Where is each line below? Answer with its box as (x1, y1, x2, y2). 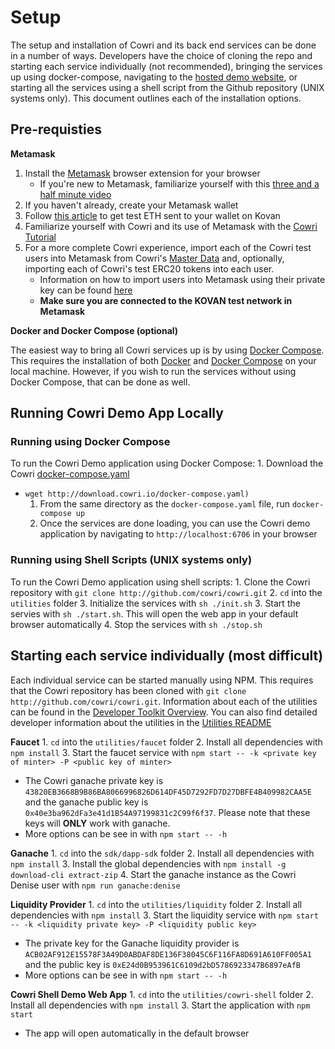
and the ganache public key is (24, 796, 149, 808)
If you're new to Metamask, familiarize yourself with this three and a (39, 177, 320, 190)
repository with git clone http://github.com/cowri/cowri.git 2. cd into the (10, 586, 323, 598)
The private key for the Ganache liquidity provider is (24, 937, 240, 949)
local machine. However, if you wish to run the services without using (10, 365, 297, 377)
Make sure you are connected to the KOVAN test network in (39, 294, 293, 306)
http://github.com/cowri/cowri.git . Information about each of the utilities (10, 695, 318, 707)
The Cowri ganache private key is (24, 774, 164, 786)
